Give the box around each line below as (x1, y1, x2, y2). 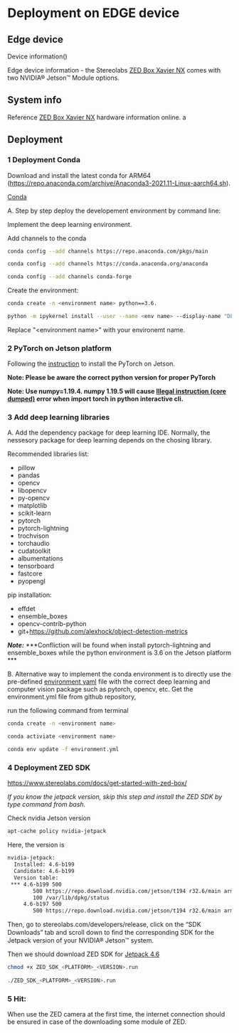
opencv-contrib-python (17, 620, 87, 628)
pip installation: (7, 590, 52, 599)
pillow (17, 464, 36, 472)
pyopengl (17, 577, 46, 586)
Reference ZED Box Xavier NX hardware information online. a (7, 112, 186, 122)
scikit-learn (17, 509, 51, 517)
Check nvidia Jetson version (7, 814, 91, 822)
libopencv (17, 486, 48, 495)
